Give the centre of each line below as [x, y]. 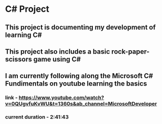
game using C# [57, 59]
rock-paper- [130, 51]
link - [12, 98]
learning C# [23, 35]
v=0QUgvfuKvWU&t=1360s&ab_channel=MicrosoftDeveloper [81, 104]
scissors [19, 59]
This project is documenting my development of [81, 27]
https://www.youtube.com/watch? [61, 98]
